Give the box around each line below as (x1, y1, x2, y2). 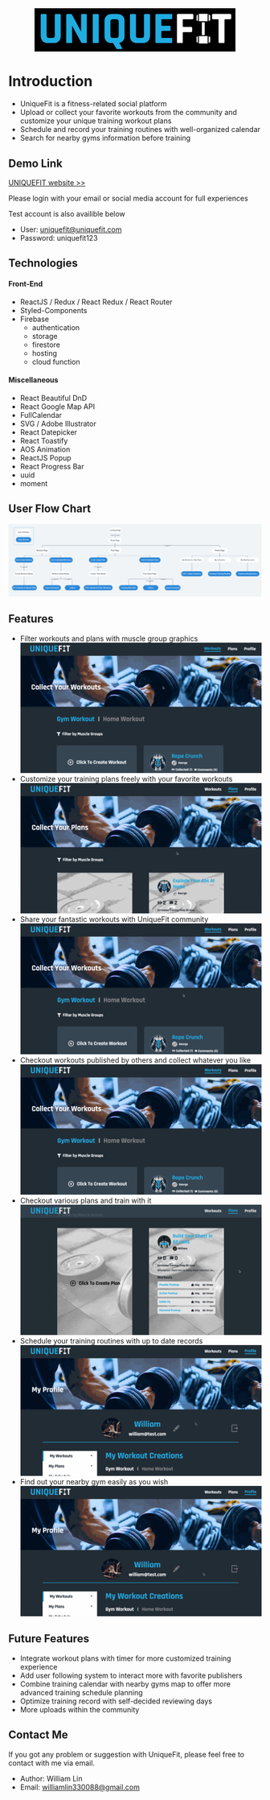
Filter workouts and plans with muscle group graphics (19, 634, 198, 643)
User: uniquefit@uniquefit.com (19, 225, 122, 234)
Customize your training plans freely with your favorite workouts (19, 774, 233, 783)
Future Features (8, 1632, 90, 1645)
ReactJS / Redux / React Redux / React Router (19, 297, 173, 307)
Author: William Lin (19, 1773, 83, 1783)
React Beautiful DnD (19, 393, 88, 403)
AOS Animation (19, 444, 71, 454)
